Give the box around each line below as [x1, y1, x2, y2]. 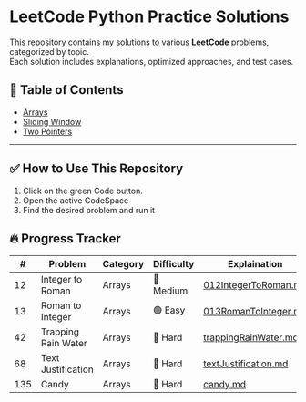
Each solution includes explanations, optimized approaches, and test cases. [9, 56, 294, 67]
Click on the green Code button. [22, 185, 144, 196]
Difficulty [153, 258, 195, 271]
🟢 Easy [153, 304, 186, 316]
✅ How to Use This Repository [9, 161, 184, 177]
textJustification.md [203, 357, 289, 370]
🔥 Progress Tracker [9, 231, 121, 246]
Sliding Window [22, 116, 82, 127]
